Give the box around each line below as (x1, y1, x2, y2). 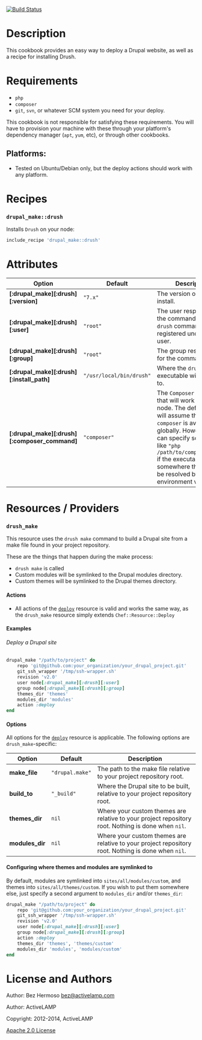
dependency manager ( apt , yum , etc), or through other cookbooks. (6, 131, 170, 138)
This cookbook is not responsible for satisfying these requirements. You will (6, 118, 194, 126)
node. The (156, 404, 186, 412)
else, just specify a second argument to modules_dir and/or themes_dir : (6, 890, 183, 897)
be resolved (156, 470, 191, 478)
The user (156, 307, 182, 315)
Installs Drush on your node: (6, 226, 75, 233)
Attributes (6, 257, 58, 271)
